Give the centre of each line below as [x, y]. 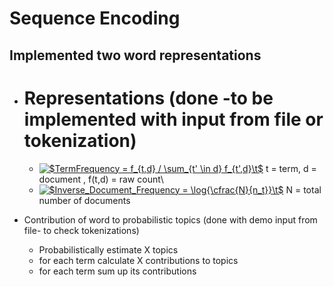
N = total [303, 189]
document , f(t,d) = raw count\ [101, 179]
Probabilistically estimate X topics [108, 249]
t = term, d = [291, 168]
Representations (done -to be [148, 98]
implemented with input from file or [173, 119]
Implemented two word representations [135, 55]
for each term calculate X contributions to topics [138, 260]
